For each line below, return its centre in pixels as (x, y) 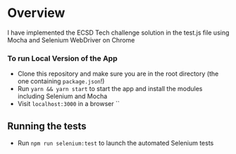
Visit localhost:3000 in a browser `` (68, 104)
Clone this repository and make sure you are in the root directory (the (118, 74)
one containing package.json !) (61, 81)
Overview (36, 13)
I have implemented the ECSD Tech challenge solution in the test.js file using (118, 32)
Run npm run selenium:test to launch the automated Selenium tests (116, 143)
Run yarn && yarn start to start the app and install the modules (110, 89)
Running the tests (47, 126)
